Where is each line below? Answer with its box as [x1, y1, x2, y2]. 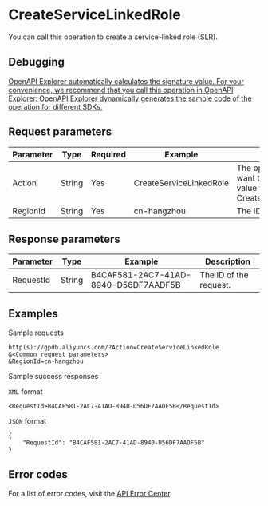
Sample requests [8, 328, 64, 337]
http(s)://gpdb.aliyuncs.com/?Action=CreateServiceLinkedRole [8, 344, 219, 352]
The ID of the [199, 269, 249, 281]
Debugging [8, 55, 65, 69]
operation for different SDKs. [8, 102, 103, 111]
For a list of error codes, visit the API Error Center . [8, 489, 173, 498]
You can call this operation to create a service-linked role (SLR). [8, 32, 218, 42]
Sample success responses [8, 372, 99, 381]
